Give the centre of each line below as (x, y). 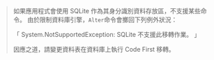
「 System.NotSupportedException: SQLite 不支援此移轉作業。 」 (107, 35)
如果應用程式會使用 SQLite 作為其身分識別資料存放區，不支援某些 (107, 11)
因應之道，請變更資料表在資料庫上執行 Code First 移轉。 (94, 49)
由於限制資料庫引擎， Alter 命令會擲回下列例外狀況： (102, 20)
